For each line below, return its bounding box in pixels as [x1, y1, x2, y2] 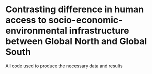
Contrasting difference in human [5, 4, 144, 15]
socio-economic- [48, 14, 123, 26]
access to [5, 14, 47, 26]
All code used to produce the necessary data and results [5, 63, 123, 69]
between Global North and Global [5, 36, 147, 47]
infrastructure [69, 25, 129, 36]
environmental [5, 25, 68, 36]
